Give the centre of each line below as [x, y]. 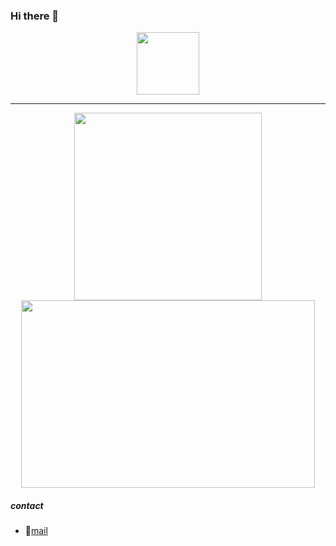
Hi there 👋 [35, 16]
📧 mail [36, 531]
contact [27, 505]
